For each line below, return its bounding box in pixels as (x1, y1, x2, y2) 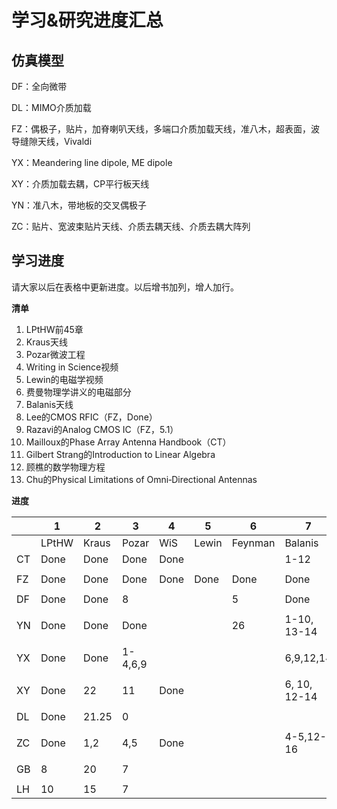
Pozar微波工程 (25, 348, 86, 360)
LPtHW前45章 (25, 323, 84, 335)
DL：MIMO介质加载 (11, 102, 92, 113)
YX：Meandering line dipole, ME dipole (11, 157, 173, 168)
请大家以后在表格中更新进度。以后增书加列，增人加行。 (11, 281, 239, 293)
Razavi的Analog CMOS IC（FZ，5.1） (25, 423, 179, 435)
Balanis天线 (25, 398, 74, 410)
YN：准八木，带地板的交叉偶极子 (11, 199, 148, 211)
